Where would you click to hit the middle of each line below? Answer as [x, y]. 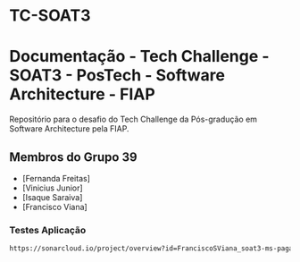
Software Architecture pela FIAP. [69, 129]
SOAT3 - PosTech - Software [117, 76]
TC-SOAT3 [50, 16]
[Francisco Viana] [54, 207]
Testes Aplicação [48, 230]
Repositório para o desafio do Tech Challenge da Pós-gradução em [133, 119]
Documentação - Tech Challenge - [139, 57]
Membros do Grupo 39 [73, 157]
